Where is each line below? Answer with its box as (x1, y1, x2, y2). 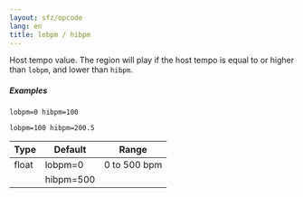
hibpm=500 (44, 174, 96, 186)
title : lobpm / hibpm (9, 30, 91, 39)
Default (53, 144, 87, 156)
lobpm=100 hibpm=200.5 (9, 124, 95, 133)
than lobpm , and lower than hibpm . (9, 64, 134, 75)
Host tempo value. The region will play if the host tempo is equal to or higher (9, 55, 295, 66)
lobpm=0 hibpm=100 (9, 108, 79, 117)
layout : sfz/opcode (9, 13, 83, 23)
